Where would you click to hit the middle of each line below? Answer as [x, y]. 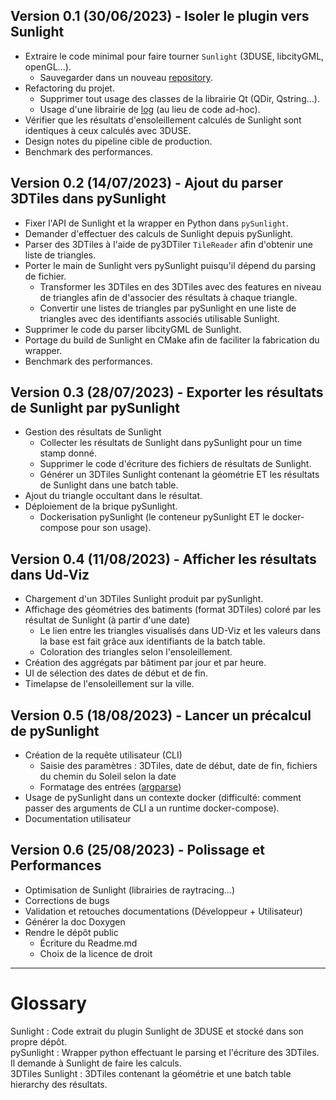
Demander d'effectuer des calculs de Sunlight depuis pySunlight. [158, 233]
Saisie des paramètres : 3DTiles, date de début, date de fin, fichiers [178, 766]
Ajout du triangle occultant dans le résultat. [113, 496]
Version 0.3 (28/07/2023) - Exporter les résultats [167, 392]
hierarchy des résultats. [59, 1084]
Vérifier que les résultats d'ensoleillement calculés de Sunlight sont [163, 120]
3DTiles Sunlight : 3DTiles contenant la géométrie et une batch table [151, 1073]
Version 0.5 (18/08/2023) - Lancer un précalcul [161, 715]
